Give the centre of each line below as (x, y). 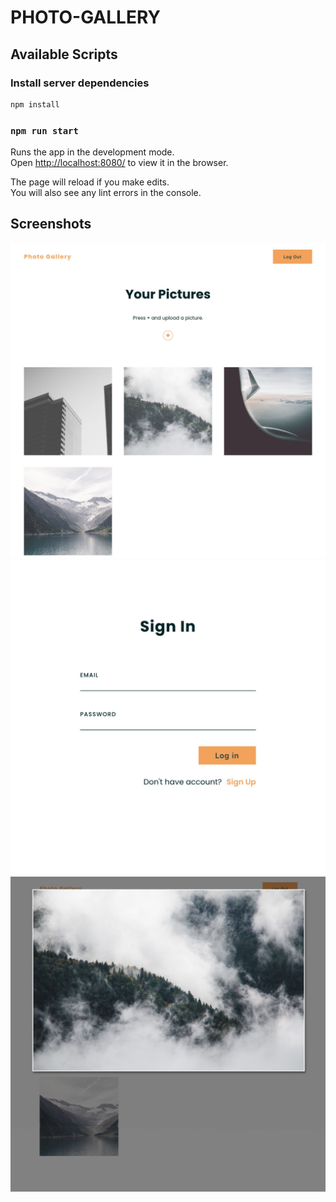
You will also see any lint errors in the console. (106, 193)
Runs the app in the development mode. (92, 152)
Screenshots (51, 224)
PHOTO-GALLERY (85, 17)
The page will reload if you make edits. (90, 182)
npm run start (44, 130)
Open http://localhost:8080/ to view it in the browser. (119, 163)
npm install (35, 104)
